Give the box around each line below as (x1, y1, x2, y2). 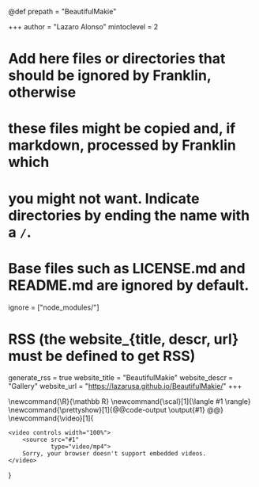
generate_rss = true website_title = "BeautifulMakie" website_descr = (8, 373, 234, 382)
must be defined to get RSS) (8, 347, 196, 365)
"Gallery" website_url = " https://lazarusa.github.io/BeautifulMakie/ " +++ (8, 382, 242, 391)
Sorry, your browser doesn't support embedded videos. (22, 450, 207, 458)
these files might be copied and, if (8, 120, 236, 138)
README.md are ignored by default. (8, 276, 250, 294)
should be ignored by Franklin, (8, 67, 212, 85)
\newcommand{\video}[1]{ (8, 413, 94, 423)
